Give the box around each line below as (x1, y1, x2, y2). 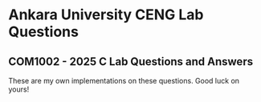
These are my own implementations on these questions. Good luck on (8, 76, 239, 85)
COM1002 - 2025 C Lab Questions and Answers (8, 55, 254, 68)
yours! (8, 84, 30, 94)
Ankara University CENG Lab (8, 6, 204, 24)
